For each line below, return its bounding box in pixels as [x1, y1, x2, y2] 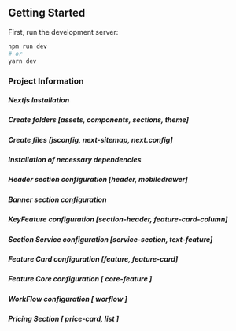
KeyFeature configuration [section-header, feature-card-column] [8, 214, 228, 224]
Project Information [8, 76, 84, 87]
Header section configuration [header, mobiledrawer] [8, 175, 188, 184]
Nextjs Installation [8, 95, 70, 105]
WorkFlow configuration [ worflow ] [8, 294, 127, 303]
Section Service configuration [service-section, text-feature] [8, 234, 213, 244]
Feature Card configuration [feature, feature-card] [8, 254, 179, 263]
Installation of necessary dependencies [8, 155, 142, 165]
